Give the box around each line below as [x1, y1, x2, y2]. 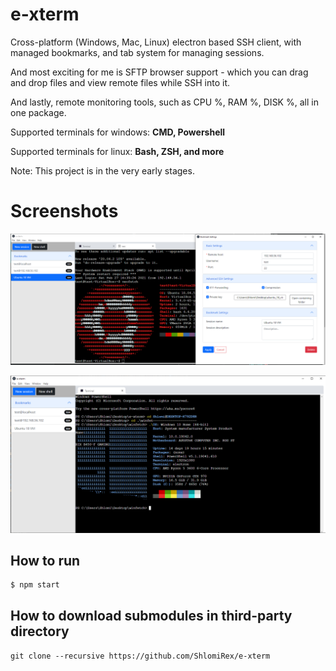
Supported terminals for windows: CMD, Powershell [10, 126, 226, 138]
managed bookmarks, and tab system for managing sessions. [10, 46, 265, 58]
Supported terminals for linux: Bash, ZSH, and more [10, 145, 225, 157]
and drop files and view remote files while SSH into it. [10, 76, 231, 88]
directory [10, 623, 70, 640]
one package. [10, 106, 67, 118]
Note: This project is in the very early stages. [10, 164, 195, 177]
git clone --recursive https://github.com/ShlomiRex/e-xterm [10, 651, 271, 662]
